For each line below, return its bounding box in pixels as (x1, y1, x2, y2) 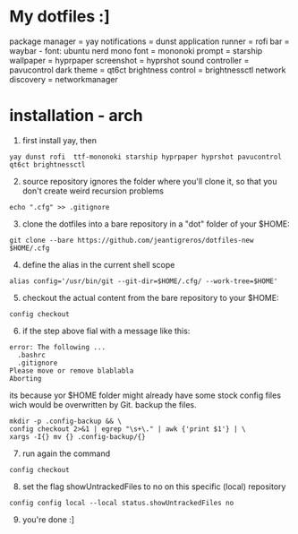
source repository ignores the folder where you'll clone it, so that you (21, 176, 277, 186)
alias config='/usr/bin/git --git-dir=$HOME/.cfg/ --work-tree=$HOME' (9, 276, 278, 286)
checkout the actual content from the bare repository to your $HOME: (21, 292, 279, 303)
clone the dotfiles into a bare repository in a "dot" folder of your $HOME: (21, 218, 290, 229)
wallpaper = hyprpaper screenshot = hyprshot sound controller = (9, 55, 250, 65)
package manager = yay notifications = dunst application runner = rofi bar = (9, 36, 290, 47)
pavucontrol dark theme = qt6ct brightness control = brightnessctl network (9, 65, 286, 75)
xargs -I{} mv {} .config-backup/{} (9, 432, 146, 441)
